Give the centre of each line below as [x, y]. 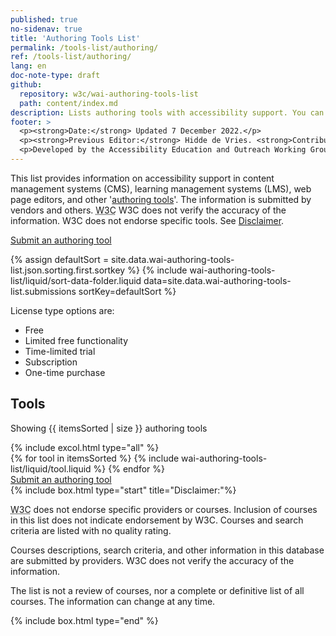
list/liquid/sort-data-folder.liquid [76, 280]
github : [26, 85]
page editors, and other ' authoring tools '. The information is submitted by [161, 199]
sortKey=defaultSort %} [127, 291]
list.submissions [43, 291]
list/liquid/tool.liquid [51, 468]
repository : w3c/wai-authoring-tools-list [109, 94]
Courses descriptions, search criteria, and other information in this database [167, 550]
